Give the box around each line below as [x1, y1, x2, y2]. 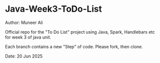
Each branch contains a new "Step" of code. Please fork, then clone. [5, 43, 143, 49]
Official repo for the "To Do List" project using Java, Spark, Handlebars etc [5, 29, 155, 35]
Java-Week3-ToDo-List [5, 3, 102, 15]
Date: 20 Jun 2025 [5, 53, 43, 59]
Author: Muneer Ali [5, 20, 43, 25]
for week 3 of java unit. [5, 34, 51, 40]
